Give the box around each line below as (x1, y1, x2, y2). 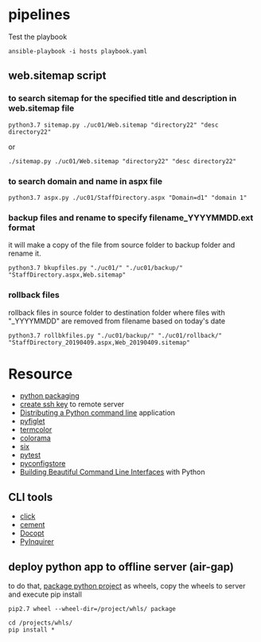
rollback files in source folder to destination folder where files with (8, 307, 225, 317)
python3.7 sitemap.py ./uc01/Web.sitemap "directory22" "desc (8, 121, 219, 129)
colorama (19, 433, 52, 443)
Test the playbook (8, 32, 68, 41)
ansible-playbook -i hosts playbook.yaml (8, 47, 148, 55)
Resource (8, 365, 73, 383)
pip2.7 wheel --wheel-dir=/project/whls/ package (8, 605, 177, 613)
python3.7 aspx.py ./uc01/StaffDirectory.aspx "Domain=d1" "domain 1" (8, 194, 247, 202)
